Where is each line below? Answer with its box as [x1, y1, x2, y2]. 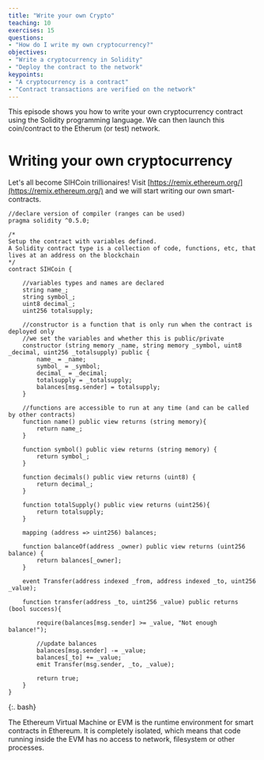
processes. [8, 743, 45, 753]
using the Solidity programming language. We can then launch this [8, 116, 225, 125]
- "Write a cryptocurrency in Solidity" [8, 56, 144, 64]
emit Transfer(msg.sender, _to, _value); [36, 661, 175, 669]
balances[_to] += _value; [36, 654, 123, 662]
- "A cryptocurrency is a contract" [8, 78, 129, 86]
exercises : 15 [8, 26, 55, 34]
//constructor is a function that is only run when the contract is [22, 321, 253, 329]
